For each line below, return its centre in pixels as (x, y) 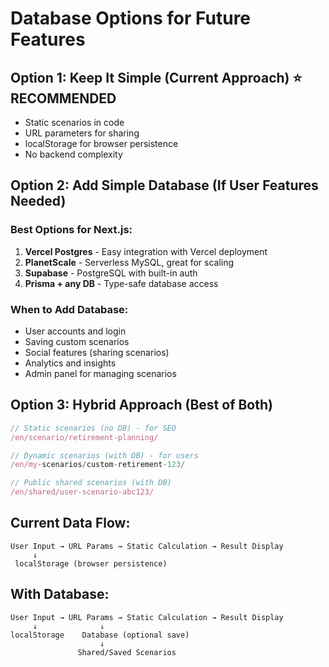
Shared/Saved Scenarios (127, 652)
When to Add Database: (69, 309)
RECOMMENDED (63, 98)
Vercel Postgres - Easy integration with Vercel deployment (146, 251)
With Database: (60, 594)
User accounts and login (75, 331)
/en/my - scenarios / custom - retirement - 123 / (98, 465)
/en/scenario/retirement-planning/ (84, 437)
